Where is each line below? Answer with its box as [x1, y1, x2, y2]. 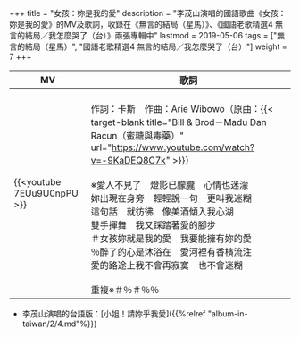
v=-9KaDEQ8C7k [90, 155, 167, 166]
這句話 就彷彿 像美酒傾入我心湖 [90, 206, 234, 217]
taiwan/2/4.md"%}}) [21, 318, 97, 329]
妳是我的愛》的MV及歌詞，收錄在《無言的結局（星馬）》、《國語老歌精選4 [9, 19, 274, 29]
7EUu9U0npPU [13, 187, 79, 199]
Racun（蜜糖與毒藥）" [90, 130, 185, 141]
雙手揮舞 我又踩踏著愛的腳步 [90, 219, 216, 231]
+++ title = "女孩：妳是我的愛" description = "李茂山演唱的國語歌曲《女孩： [9, 8, 287, 18]
